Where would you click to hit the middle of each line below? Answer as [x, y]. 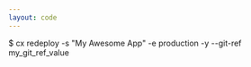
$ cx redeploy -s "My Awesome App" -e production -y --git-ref [125, 43]
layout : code [33, 17]
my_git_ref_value [39, 52]
